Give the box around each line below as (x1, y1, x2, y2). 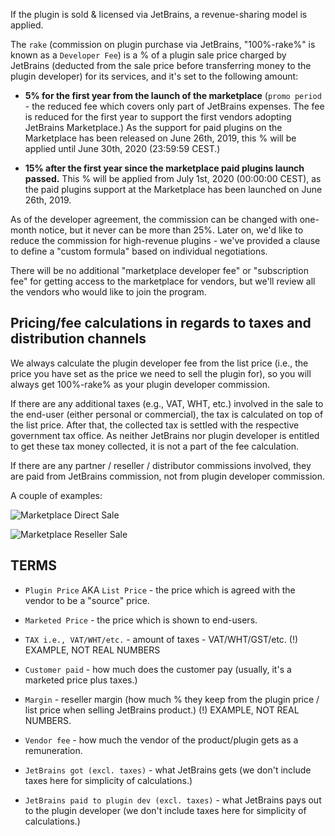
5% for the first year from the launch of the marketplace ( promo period (24, 90, 322, 101)
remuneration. (24, 744, 83, 756)
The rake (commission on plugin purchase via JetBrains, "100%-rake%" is (10, 39, 316, 50)
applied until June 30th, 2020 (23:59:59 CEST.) (24, 143, 221, 154)
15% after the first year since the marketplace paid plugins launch (24, 162, 305, 174)
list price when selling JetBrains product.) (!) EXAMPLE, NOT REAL (24, 704, 300, 716)
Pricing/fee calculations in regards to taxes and (10, 315, 312, 332)
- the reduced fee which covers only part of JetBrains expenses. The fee (24, 100, 325, 112)
